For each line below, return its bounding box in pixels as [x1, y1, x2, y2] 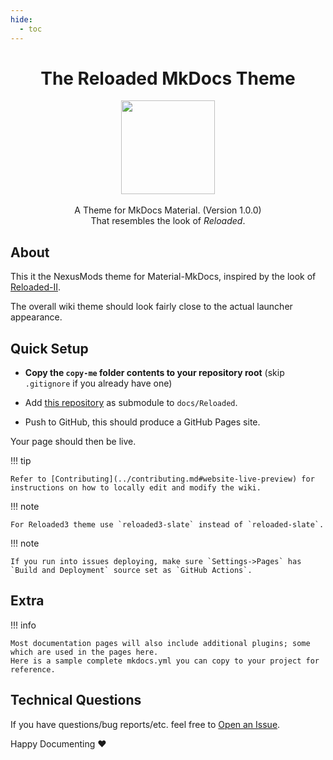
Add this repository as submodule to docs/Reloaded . [24, 397, 238, 409]
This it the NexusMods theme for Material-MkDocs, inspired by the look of [10, 271, 317, 283]
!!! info [10, 619, 37, 631]
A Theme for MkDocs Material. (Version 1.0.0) [74, 204, 262, 216]
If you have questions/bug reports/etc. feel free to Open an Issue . [10, 718, 281, 730]
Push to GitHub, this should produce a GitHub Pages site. [24, 416, 261, 428]
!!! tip [10, 455, 32, 467]
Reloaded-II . [10, 281, 62, 293]
